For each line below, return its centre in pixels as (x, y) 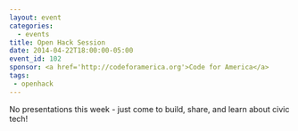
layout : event (36, 17)
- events (33, 34)
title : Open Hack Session (57, 42)
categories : (31, 26)
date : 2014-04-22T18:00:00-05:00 (71, 51)
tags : (19, 76)
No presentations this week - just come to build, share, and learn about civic (149, 109)
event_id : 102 (36, 59)
